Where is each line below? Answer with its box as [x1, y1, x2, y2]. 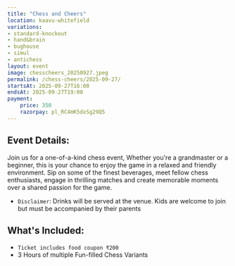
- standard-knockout [7, 30, 68, 37]
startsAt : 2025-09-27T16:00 [7, 82, 90, 89]
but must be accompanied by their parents [17, 204, 141, 213]
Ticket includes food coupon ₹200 [17, 244, 119, 252]
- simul [7, 50, 30, 57]
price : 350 [20, 102, 52, 109]
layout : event [7, 63, 49, 70]
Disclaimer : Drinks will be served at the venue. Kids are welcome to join [17, 196, 227, 205]
